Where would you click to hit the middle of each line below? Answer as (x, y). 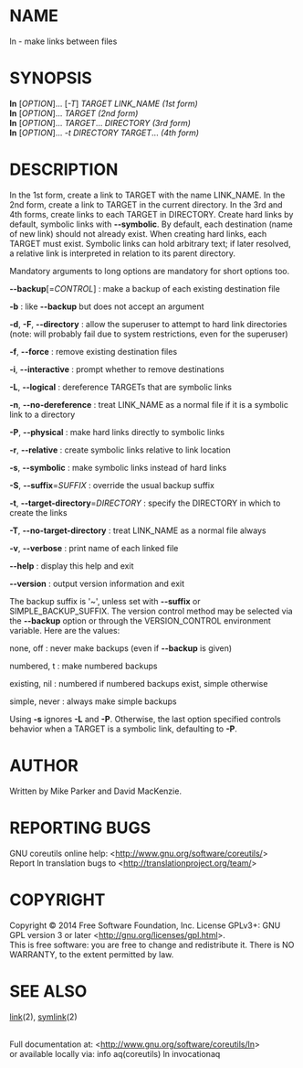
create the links (38, 512)
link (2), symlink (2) (43, 1017)
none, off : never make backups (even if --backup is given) (121, 648)
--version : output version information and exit (97, 583)
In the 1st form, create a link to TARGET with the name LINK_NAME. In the (147, 195)
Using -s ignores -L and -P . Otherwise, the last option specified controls (145, 719)
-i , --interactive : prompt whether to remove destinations (117, 369)
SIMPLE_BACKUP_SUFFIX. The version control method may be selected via (151, 611)
